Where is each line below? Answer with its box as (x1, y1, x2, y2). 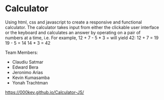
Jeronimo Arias (12, 69, 43, 75)
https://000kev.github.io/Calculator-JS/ (5, 89, 84, 95)
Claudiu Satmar (12, 59, 44, 65)
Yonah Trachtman (12, 79, 48, 86)
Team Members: (5, 50, 38, 55)
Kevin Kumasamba (12, 75, 50, 80)
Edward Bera (12, 64, 39, 70)
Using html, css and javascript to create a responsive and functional (5, 19, 142, 25)
